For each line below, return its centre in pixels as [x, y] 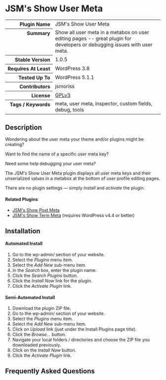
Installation [23, 231]
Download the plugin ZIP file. [42, 308]
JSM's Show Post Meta [36, 210]
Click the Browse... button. [39, 335]
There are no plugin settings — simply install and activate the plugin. [75, 188]
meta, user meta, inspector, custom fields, [104, 104]
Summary [39, 33]
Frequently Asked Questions [50, 371]
